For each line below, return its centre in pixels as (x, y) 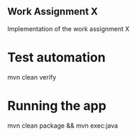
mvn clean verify (32, 77)
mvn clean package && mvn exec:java (63, 125)
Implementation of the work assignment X (68, 28)
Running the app (57, 105)
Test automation (56, 57)
